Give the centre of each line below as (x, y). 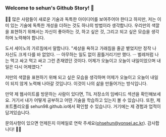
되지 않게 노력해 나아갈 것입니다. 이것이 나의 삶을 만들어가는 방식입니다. (79, 84)
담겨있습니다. (18, 113)
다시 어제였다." (28, 67)
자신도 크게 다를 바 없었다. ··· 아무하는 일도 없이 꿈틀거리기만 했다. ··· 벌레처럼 (79, 54)
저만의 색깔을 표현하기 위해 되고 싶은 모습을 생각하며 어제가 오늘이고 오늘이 (77, 77)
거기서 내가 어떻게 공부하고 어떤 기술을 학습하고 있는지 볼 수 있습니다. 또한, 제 (86, 100)
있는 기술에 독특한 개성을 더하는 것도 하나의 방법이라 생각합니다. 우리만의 (80, 25)
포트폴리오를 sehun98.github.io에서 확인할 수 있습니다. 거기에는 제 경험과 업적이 (83, 106)
